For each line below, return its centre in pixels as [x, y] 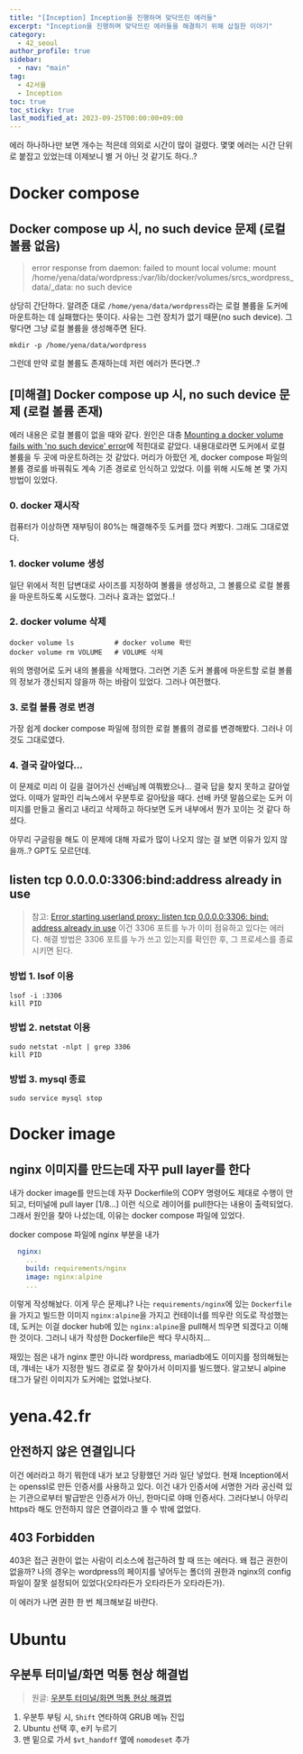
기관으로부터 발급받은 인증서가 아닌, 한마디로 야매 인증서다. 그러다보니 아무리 [153, 1497]
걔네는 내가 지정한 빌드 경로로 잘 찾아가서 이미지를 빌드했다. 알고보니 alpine [154, 1368]
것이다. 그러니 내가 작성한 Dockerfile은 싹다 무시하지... [115, 1337]
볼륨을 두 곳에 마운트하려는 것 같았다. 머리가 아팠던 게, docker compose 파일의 [149, 457]
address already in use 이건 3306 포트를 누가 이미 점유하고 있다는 [149, 928]
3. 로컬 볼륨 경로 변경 [52, 707]
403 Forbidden [52, 1537]
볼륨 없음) [35, 246]
